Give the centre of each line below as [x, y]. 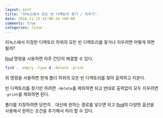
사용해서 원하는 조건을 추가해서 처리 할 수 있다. [49, 111]
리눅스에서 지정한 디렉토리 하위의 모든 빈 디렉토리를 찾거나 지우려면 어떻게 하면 [80, 42]
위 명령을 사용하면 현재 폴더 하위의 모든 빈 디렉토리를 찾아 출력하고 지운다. [75, 78]
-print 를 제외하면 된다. [27, 94]
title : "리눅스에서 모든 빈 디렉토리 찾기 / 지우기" [51, 14]
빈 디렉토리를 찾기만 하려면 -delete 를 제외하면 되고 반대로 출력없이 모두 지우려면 [82, 88]
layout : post [18, 10]
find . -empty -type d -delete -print [44, 68]
